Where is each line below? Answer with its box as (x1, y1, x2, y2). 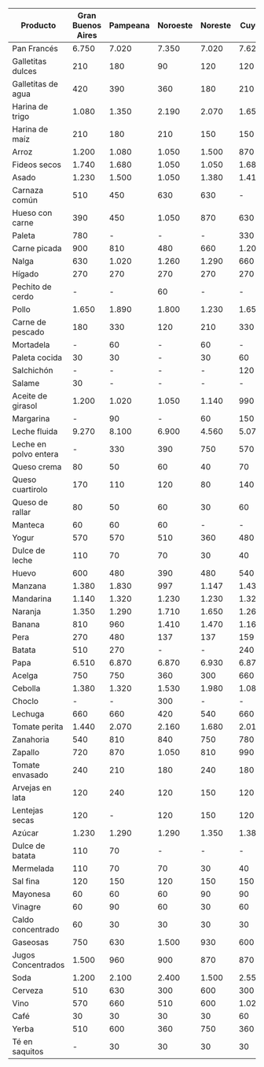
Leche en (12, 439, 47, 450)
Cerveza (12, 985, 43, 995)
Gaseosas (12, 937, 49, 947)
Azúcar (12, 828, 39, 838)
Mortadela (12, 339, 50, 350)
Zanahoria (12, 734, 49, 745)
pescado (12, 327, 45, 337)
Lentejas (12, 805, 44, 816)
